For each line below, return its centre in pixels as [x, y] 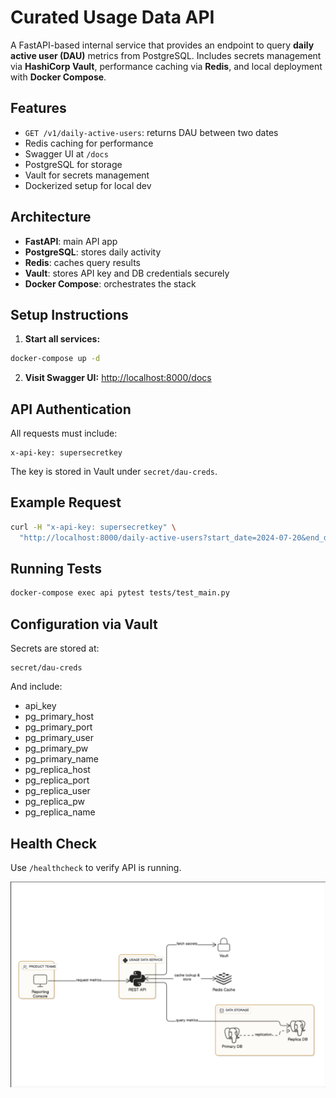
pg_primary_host [59, 717]
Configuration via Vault [84, 624]
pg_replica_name [60, 812]
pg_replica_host [57, 770]
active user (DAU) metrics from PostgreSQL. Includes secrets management [166, 55]
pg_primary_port [58, 727]
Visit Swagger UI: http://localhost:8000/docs [118, 378]
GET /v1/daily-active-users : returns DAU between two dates [151, 132]
